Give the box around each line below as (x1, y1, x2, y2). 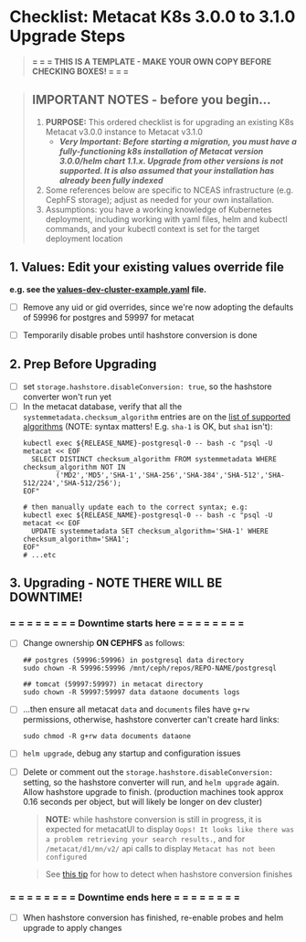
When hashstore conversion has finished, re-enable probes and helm (22, 912, 284, 923)
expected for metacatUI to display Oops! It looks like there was (45, 823, 295, 834)
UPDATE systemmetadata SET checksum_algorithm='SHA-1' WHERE (31, 526, 269, 535)
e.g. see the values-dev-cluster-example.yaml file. (9, 283, 207, 294)
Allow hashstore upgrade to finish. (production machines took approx (22, 786, 284, 797)
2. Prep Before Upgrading (9, 356, 157, 372)
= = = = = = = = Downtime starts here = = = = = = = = (9, 617, 245, 630)
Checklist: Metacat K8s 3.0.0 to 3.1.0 (9, 6, 296, 27)
